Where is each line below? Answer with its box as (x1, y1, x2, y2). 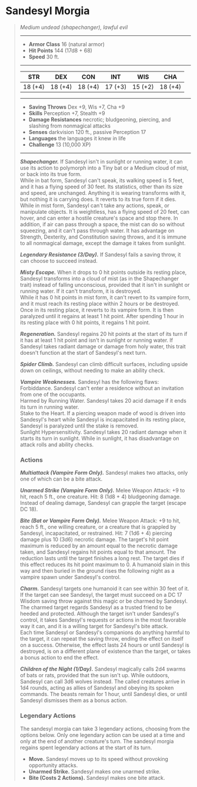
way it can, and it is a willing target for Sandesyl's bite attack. (19, 623, 169, 630)
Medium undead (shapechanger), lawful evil (19, 24, 128, 31)
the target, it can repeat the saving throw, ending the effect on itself (19, 635, 183, 642)
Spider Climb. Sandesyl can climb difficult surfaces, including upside (19, 360, 188, 367)
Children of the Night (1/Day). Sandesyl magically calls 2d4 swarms (19, 665, 186, 672)
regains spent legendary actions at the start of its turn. (19, 744, 152, 751)
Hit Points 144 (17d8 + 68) (28, 47, 92, 54)
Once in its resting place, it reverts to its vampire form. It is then (19, 306, 174, 314)
